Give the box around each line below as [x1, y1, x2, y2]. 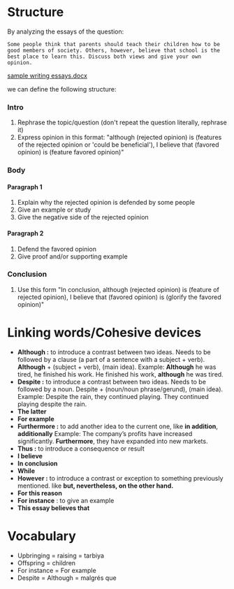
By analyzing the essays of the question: [7, 27, 124, 36]
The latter [17, 407, 47, 416]
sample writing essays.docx [7, 71, 87, 80]
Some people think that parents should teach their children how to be [7, 41, 220, 48]
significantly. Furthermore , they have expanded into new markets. [17, 437, 208, 445]
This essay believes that [17, 504, 90, 512]
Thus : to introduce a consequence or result [17, 444, 145, 453]
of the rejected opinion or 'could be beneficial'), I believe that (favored [17, 140, 219, 149]
